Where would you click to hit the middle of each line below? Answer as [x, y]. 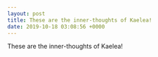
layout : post [26, 14]
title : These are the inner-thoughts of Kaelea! [80, 20]
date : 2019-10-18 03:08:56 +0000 [56, 26]
